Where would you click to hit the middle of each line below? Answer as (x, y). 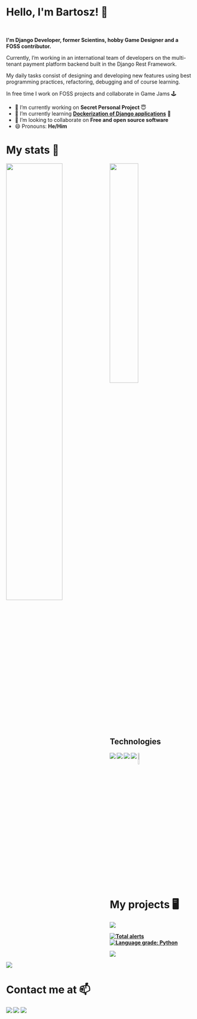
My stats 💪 (33, 150)
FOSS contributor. (29, 46)
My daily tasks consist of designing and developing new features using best (98, 75)
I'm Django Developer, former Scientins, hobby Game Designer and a (92, 40)
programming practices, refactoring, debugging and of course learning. (93, 82)
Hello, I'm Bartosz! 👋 (57, 12)
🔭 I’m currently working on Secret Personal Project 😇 (80, 107)
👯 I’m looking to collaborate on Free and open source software (91, 120)
